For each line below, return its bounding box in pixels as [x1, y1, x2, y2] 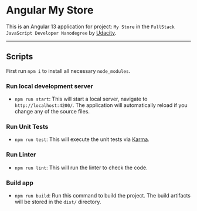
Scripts [6, 52, 33, 62]
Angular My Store [6, 4, 94, 17]
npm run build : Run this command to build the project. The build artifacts [14, 192, 191, 199]
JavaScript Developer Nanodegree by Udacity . [6, 29, 117, 36]
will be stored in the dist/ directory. [14, 198, 101, 205]
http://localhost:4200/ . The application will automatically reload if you [14, 102, 188, 109]
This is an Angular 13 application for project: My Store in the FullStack [6, 23, 175, 30]
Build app [6, 179, 34, 187]
